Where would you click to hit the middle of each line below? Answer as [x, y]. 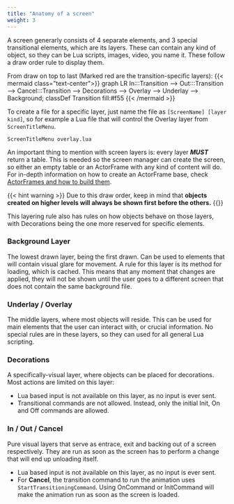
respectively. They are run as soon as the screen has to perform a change [113, 451]
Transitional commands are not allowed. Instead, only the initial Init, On [119, 403]
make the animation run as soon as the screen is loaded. [98, 494]
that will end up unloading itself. [53, 459]
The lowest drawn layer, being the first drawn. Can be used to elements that [116, 257]
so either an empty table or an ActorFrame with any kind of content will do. [115, 167]
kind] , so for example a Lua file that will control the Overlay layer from [108, 119]
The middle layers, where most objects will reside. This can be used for [109, 320]
